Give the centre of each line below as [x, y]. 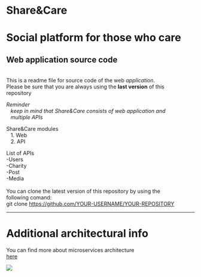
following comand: [29, 198]
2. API [18, 141]
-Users [15, 159]
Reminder [18, 104]
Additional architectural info [77, 234]
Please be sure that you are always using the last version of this [85, 87]
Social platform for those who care [94, 38]
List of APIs [20, 153]
